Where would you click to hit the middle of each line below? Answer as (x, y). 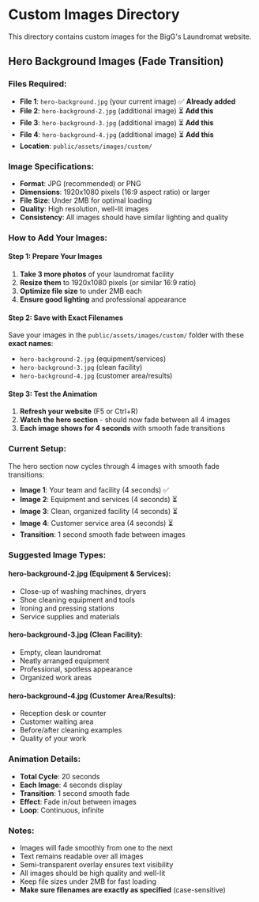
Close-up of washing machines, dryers (83, 591)
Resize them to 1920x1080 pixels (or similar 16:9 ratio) (108, 283)
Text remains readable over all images (81, 856)
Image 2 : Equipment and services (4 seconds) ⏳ (98, 499)
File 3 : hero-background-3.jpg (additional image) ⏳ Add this (116, 122)
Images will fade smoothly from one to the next (96, 847)
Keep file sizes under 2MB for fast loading (88, 881)
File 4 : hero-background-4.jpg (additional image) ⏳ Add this (117, 134)
